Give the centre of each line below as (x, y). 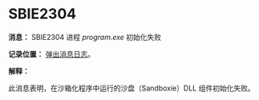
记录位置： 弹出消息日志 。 (51, 54)
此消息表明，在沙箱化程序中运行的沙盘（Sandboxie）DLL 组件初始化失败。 (132, 88)
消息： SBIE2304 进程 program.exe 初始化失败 (85, 37)
